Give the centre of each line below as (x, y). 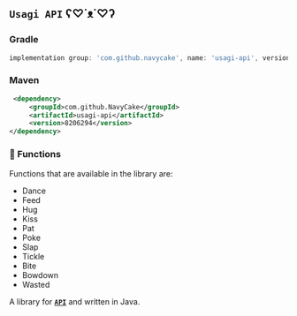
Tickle (33, 256)
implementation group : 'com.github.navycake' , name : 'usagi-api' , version (150, 58)
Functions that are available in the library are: (91, 173)
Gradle (24, 40)
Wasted (36, 284)
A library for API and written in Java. (75, 301)
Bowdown (40, 275)
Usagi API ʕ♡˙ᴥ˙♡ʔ (62, 14)
